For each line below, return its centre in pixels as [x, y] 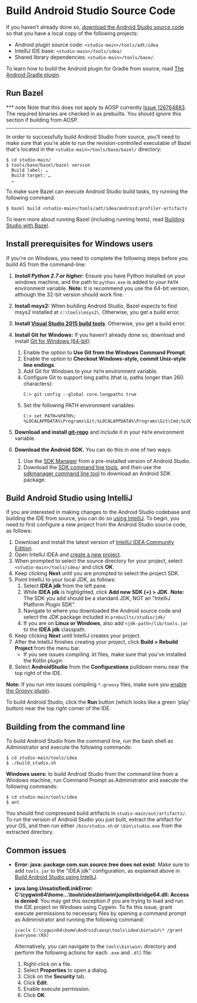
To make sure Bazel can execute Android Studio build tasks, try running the [97, 191]
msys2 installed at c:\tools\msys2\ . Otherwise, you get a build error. [97, 312]
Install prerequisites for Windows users [80, 244]
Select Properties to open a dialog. [66, 970]
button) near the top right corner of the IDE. [59, 708]
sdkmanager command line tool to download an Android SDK [97, 473]
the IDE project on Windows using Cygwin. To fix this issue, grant [94, 907]
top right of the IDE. [38, 673]
